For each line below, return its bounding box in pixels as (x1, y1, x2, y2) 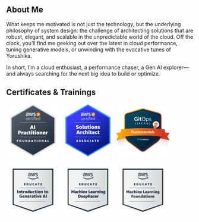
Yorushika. (6, 52, 33, 59)
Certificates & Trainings (6, 87, 96, 98)
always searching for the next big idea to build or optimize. (17, 70, 160, 77)
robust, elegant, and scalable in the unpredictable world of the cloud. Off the (6, 33, 194, 40)
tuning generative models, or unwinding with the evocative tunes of (6, 46, 171, 53)
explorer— (163, 64, 189, 71)
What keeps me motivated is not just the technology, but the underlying (6, 20, 181, 27)
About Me (6, 5, 43, 15)
